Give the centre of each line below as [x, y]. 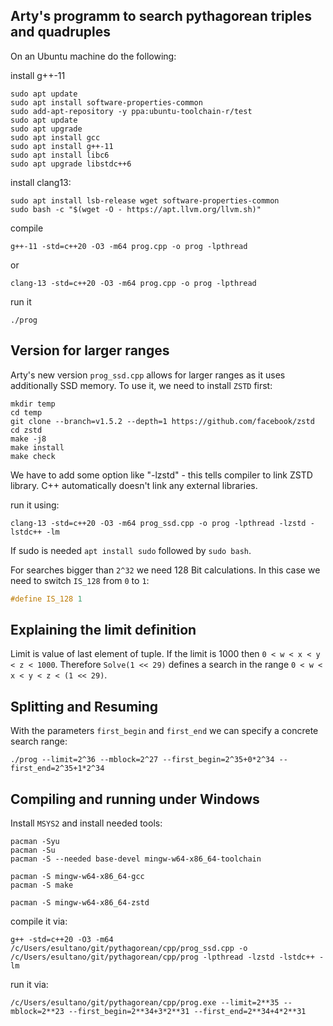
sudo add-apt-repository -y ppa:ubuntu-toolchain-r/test [131, 111]
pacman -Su [33, 850]
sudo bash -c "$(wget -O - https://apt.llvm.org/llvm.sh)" [136, 209]
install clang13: [41, 182]
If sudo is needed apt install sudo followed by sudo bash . [131, 550]
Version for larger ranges [90, 350]
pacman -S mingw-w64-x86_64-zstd [80, 902]
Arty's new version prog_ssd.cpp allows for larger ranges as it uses [148, 375]
